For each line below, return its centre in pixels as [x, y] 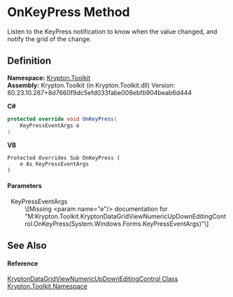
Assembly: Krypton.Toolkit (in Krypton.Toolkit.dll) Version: [91, 85]
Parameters [24, 185]
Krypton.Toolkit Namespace [47, 287]
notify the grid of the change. [50, 38]
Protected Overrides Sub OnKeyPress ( [64, 158]
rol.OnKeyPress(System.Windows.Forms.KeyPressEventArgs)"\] [117, 224]
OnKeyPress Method [69, 12]
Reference [23, 263]
